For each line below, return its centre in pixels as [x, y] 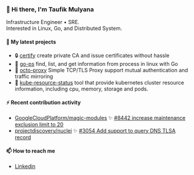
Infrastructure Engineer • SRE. [43, 22]
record [23, 137]
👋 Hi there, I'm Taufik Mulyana [50, 9]
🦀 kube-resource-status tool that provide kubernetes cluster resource [99, 82]
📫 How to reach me [31, 151]
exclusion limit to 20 [39, 124]
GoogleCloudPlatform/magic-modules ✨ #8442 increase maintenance [100, 117]
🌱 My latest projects [31, 42]
